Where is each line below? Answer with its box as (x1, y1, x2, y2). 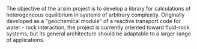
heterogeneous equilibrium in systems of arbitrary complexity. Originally (6, 11, 185, 18)
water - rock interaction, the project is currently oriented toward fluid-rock (6, 24, 190, 31)
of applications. (6, 37, 45, 43)
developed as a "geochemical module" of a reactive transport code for (6, 18, 181, 24)
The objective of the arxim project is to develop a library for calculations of (6, 5, 191, 12)
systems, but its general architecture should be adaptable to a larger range (6, 30, 191, 37)
